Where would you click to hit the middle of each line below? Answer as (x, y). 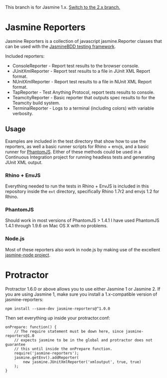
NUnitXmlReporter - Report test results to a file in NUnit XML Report (82, 81)
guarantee (15, 344)
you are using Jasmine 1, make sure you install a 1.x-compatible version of (81, 294)
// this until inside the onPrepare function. (63, 349)
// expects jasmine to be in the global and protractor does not (83, 340)
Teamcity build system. (36, 103)
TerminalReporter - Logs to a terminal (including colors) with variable (83, 108)
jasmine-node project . (28, 255)
